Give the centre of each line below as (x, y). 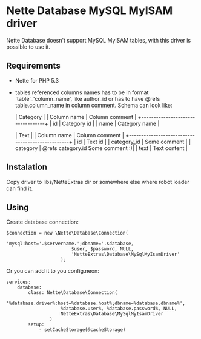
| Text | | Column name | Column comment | (69, 135)
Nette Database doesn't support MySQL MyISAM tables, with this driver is (99, 40)
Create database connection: (42, 222)
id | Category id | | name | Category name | (106, 123)
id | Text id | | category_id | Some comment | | (134, 142)
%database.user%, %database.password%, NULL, (119, 309)
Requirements (33, 66)
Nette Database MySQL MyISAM (90, 11)
